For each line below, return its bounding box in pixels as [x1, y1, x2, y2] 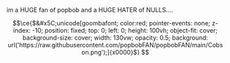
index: [12, 27, 31, 34]
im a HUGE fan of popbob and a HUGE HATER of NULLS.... [6, 6, 173, 14]
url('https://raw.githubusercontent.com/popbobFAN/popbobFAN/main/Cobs [7, 41, 224, 49]
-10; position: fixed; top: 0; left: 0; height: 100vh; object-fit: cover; [32, 27, 218, 34]
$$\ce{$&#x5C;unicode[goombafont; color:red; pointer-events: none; [12, 19, 211, 27]
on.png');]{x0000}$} [81, 48, 140, 56]
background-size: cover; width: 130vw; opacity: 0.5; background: [22, 34, 209, 42]
